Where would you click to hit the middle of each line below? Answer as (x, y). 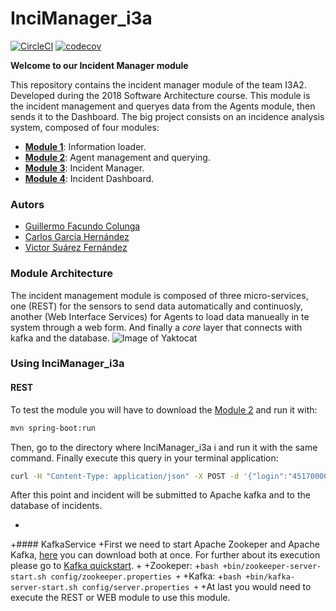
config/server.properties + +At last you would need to (196, 587)
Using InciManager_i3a (67, 364)
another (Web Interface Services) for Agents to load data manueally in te (160, 316)
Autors (27, 204)
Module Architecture (61, 274)
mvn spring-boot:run (53, 428)
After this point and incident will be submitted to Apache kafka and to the (160, 495)
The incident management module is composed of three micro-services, (159, 295)
